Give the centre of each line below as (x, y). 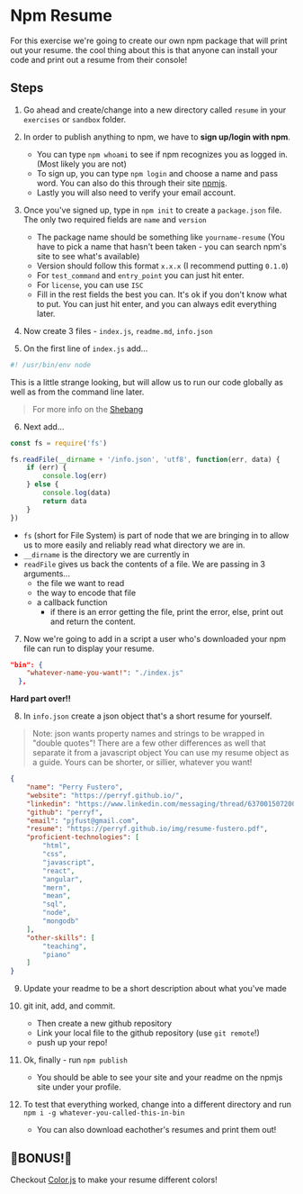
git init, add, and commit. (69, 1006)
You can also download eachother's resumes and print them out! (156, 1130)
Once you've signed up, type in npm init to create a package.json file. (152, 210)
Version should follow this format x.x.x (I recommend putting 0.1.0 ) (162, 266)
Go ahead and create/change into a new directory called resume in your (155, 110)
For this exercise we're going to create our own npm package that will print (149, 41)
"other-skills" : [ (61, 937)
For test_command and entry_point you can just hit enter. (140, 275)
